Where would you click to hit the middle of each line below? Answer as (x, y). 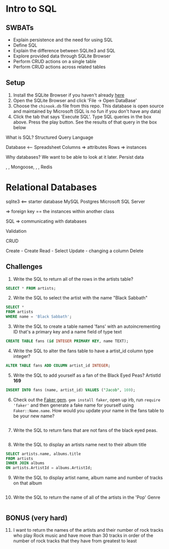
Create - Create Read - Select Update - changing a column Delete (75, 251)
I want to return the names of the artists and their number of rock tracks (88, 530)
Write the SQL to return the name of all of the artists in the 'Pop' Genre (87, 497)
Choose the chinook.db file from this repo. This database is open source (89, 106)
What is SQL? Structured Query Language (49, 137)
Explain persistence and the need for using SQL (63, 40)
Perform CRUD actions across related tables (59, 67)
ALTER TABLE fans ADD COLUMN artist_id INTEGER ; (58, 365)
